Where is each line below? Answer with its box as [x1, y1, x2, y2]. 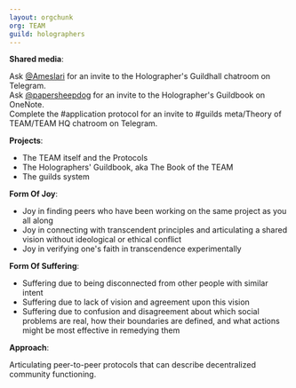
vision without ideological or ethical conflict [21, 234, 182, 245]
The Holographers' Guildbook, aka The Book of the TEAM [21, 162, 234, 173]
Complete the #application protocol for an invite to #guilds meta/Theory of [9, 108, 282, 120]
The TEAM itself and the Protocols [21, 153, 148, 163]
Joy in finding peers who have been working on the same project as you [21, 206, 287, 217]
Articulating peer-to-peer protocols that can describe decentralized [9, 360, 256, 370]
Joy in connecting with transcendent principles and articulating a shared [21, 225, 287, 235]
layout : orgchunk [9, 12, 74, 22]
